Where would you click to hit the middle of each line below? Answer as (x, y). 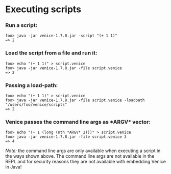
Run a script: (21, 25)
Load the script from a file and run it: (51, 53)
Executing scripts (43, 9)
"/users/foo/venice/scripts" (36, 105)
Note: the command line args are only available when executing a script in (83, 151)
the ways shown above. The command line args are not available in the (80, 156)
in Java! (14, 167)
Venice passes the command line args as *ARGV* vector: (78, 122)
